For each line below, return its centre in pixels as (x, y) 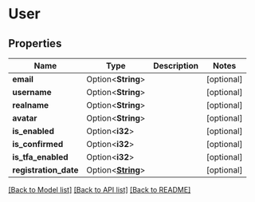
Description (176, 66)
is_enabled (33, 131)
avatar (25, 118)
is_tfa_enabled (41, 157)
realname (31, 105)
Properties (35, 44)
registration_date (45, 170)
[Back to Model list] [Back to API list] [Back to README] (100, 190)
